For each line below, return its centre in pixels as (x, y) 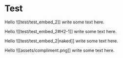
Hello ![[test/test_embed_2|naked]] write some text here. (61, 41)
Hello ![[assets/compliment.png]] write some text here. (60, 50)
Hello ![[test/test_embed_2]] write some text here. (54, 22)
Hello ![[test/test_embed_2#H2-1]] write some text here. (61, 31)
